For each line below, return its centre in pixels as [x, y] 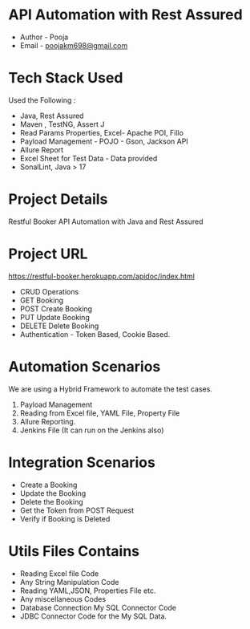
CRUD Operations [49, 291]
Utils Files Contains [74, 551]
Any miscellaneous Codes [63, 599]
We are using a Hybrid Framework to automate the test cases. [110, 389]
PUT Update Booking [54, 317]
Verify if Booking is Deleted [65, 518]
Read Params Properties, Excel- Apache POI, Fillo [102, 132]
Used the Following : [42, 100]
